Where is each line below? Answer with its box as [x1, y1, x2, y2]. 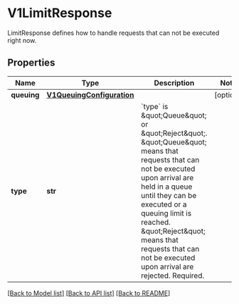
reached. [141, 217, 171, 227]
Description [154, 78, 195, 88]
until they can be [141, 190, 197, 200]
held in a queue [141, 182, 193, 192]
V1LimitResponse [7, 5, 112, 21]
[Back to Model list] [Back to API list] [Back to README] [7, 288, 171, 297]
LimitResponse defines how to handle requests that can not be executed [7, 28, 220, 37]
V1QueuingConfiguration [46, 90, 134, 100]
